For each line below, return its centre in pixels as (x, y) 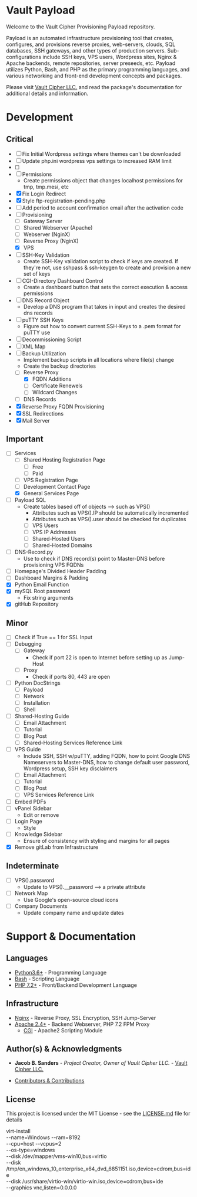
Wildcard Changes (55, 393)
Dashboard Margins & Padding (52, 578)
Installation (36, 702)
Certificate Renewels (57, 386)
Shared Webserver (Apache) (58, 228)
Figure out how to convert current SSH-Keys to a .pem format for (102, 326)
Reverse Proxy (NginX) (51, 241)
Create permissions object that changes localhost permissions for (103, 180)
